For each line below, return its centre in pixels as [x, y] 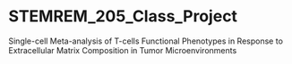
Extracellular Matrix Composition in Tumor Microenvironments [123, 50]
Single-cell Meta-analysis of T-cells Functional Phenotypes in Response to [146, 41]
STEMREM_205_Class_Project [123, 16]
